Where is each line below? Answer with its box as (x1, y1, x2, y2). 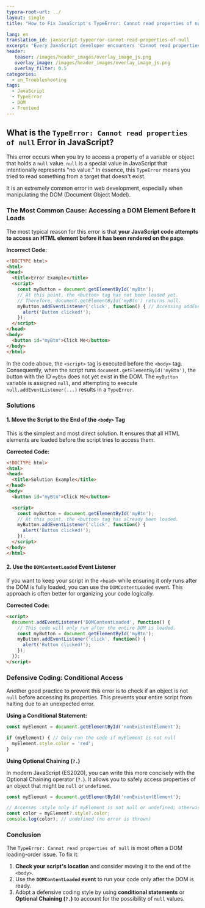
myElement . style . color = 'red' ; (12, 740, 95, 746)
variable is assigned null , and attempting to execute (6, 379, 138, 386)
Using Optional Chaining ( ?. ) (6, 757, 81, 765)
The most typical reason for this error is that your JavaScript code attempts (6, 228, 198, 235)
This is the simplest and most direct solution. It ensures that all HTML (6, 430, 180, 437)
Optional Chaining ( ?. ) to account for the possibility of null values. (15, 895, 185, 903)
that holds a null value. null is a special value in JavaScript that (6, 160, 168, 167)
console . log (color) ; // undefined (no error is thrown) (6, 816, 151, 823)
